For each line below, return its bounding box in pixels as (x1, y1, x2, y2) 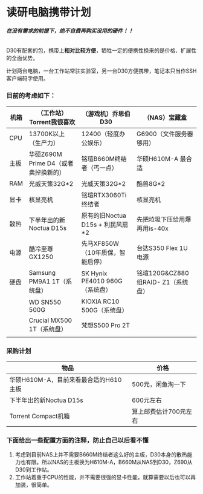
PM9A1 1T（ (28, 277, 66, 285)
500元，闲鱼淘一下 (132, 380, 186, 388)
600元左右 (132, 396, 162, 404)
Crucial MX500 (28, 316, 72, 324)
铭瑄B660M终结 (81, 154, 127, 163)
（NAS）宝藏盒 (143, 113, 187, 122)
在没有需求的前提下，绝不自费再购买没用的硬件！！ (6, 27, 134, 34)
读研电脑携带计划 (6, 5, 92, 19)
